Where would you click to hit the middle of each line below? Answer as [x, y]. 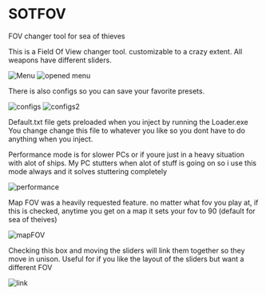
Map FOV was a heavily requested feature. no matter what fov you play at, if [133, 202]
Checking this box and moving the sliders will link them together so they [127, 250]
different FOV [30, 267]
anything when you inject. [51, 139]
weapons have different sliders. [60, 60]
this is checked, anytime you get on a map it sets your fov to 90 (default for [132, 211]
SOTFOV [37, 14]
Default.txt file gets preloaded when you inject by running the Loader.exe [129, 122]
